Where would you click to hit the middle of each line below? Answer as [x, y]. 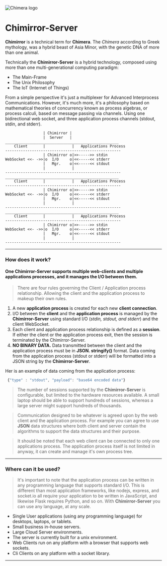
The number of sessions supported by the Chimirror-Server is [81, 390]
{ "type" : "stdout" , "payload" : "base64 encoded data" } [66, 380]
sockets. [21, 548]
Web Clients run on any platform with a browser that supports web [80, 543]
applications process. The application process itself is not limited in [86, 446]
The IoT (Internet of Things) [41, 87]
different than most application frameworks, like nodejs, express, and [88, 491]
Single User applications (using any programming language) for [77, 516]
